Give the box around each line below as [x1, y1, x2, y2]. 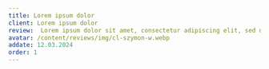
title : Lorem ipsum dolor [8, 11, 94, 20]
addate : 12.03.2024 [8, 41, 74, 49]
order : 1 [8, 48, 38, 56]
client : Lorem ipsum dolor [8, 19, 98, 27]
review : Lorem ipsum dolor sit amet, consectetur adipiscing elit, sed [8, 26, 256, 34]
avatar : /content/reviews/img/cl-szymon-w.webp [8, 33, 171, 42]
